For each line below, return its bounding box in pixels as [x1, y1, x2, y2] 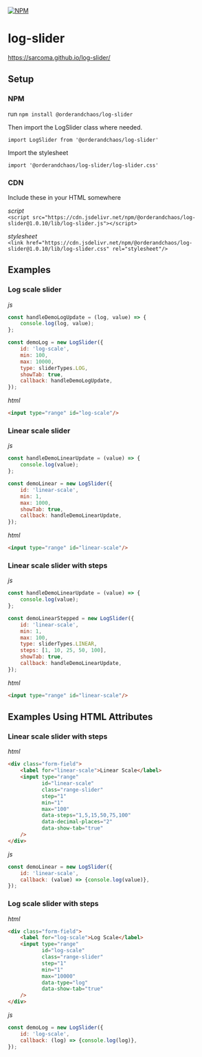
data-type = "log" [41, 979, 89, 986]
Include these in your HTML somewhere [8, 193, 121, 201]
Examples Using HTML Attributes [8, 711, 153, 723]
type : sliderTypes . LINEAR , [20, 641, 98, 648]
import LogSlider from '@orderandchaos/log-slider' [8, 136, 159, 143]
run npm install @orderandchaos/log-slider [8, 110, 133, 118]
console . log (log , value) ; [20, 320, 95, 327]
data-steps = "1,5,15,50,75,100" [41, 812, 131, 819]
